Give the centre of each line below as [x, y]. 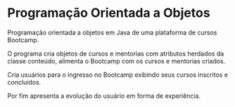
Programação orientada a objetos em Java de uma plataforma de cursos [112, 32]
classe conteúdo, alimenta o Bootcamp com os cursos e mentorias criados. [116, 61]
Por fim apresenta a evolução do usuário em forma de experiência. [104, 96]
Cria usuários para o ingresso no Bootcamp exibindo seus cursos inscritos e [118, 75]
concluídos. [24, 82]
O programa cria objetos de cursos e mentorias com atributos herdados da [116, 53]
